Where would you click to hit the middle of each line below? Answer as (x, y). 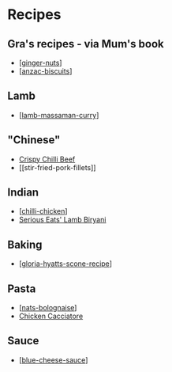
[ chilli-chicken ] (43, 211)
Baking (25, 244)
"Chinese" (34, 140)
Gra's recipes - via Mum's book (86, 44)
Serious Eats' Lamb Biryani (62, 220)
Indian (23, 193)
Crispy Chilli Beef (47, 159)
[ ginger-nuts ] (40, 63)
